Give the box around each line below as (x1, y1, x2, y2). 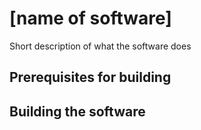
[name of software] (9, 7, 172, 30)
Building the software (9, 103, 146, 120)
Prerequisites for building (9, 69, 172, 86)
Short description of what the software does (9, 40, 192, 52)
